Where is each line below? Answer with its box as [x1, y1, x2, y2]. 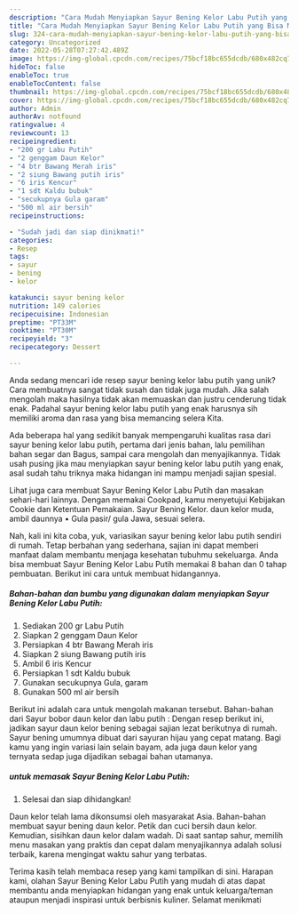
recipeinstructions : [9, 211, 86, 220]
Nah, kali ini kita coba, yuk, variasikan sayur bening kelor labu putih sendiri [9, 530, 282, 541]
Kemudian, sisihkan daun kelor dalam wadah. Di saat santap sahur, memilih [9, 830, 284, 840]
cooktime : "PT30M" [9, 326, 77, 335]
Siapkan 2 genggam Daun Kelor [21, 629, 138, 640]
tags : [9, 253, 29, 261]
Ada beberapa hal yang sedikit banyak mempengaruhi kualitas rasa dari [9, 429, 271, 440]
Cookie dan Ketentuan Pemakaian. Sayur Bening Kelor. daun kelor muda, [9, 503, 275, 514]
